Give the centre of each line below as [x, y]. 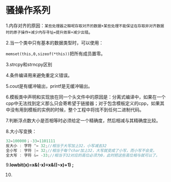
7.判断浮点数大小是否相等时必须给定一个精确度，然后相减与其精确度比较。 [83, 120]
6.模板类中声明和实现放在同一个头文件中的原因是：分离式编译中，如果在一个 [86, 97]
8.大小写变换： [21, 131]
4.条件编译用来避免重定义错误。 [39, 75]
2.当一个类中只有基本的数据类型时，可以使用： [55, 43]
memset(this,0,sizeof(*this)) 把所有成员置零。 [56, 54]
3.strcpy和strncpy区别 [29, 64]
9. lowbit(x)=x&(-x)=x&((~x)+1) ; [40, 165]
